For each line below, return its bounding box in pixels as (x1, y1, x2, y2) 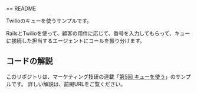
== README (6, 5, 37, 12)
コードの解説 (6, 56, 53, 66)
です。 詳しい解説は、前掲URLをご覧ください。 (11, 80, 126, 88)
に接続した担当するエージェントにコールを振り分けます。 (6, 37, 146, 44)
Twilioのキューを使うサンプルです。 (6, 17, 93, 24)
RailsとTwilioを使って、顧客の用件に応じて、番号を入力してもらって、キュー (6, 30, 191, 37)
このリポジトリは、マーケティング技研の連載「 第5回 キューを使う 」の (6, 73, 176, 80)
